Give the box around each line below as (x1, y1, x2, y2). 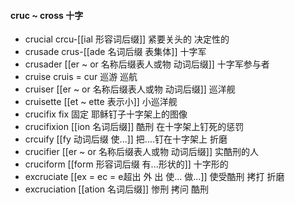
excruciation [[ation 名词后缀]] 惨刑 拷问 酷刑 (24, 183, 210, 195)
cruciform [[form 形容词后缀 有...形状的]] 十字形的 (24, 158, 229, 170)
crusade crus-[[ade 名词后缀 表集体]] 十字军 (24, 46, 207, 58)
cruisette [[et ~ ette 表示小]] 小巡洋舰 (24, 96, 178, 108)
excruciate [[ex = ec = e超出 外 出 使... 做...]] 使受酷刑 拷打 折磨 (24, 171, 285, 183)
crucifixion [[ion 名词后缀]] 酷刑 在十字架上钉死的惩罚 (24, 121, 245, 133)
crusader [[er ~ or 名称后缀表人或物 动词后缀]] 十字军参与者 (24, 58, 270, 70)
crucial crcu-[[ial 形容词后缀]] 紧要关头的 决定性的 (24, 33, 230, 45)
